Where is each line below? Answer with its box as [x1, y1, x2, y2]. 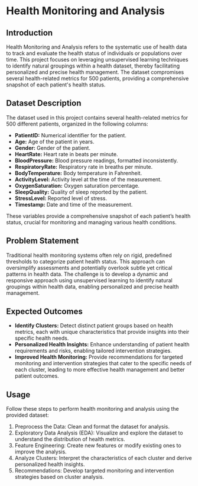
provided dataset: [6, 411, 49, 419]
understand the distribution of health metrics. [14, 436, 125, 443]
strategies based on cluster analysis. [14, 474, 105, 481]
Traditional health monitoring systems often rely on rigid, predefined [6, 252, 172, 259]
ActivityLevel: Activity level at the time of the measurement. [14, 176, 162, 183]
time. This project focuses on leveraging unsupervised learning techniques [6, 56, 189, 63]
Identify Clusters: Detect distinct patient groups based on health [14, 322, 173, 329]
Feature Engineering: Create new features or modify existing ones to [14, 442, 181, 449]
